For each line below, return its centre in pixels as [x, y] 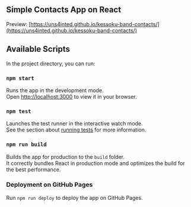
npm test [19, 111]
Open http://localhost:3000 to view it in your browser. [72, 96]
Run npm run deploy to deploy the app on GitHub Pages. [75, 197]
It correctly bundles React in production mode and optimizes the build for [95, 163]
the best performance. [34, 170]
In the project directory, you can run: [51, 63]
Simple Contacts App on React [64, 10]
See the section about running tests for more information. [76, 130]
